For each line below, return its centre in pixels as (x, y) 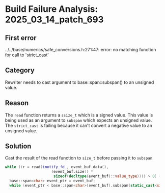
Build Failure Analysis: (52, 9)
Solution (18, 146)
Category (20, 70)
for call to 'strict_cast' (27, 55)
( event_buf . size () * (72, 172)
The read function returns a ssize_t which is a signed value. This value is (79, 115)
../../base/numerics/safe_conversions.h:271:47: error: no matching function (81, 50)
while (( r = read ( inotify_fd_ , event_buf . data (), (57, 167)
